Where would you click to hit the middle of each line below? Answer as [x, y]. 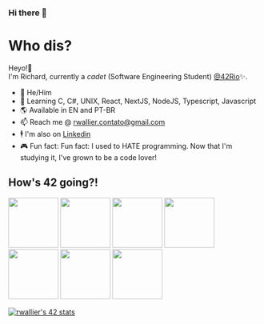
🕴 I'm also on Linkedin [55, 134]
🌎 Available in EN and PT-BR [68, 110]
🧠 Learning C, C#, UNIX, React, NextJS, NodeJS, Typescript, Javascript [138, 101]
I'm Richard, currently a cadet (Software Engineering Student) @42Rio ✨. [128, 76]
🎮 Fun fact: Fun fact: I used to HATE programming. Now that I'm [126, 146]
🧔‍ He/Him [36, 92]
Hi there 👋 [28, 13]
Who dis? [40, 46]
